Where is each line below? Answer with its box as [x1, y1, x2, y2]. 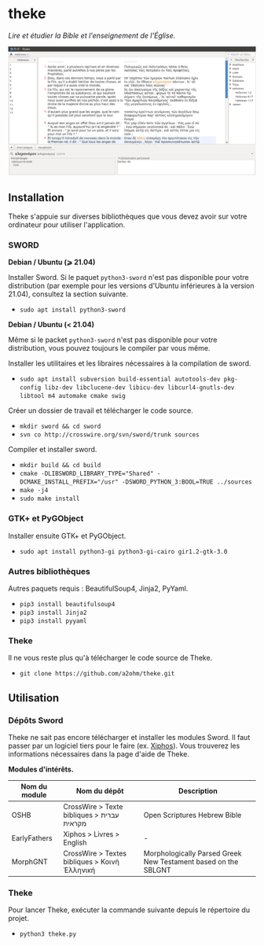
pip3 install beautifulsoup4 [19, 600, 115, 608]
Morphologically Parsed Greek [143, 848, 242, 858]
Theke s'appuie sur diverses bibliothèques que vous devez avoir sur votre [8, 212, 247, 221]
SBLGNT [143, 866, 171, 875]
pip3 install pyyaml [19, 617, 87, 625]
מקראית [63, 819, 87, 828]
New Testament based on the [143, 857, 239, 867]
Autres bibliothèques [8, 565, 90, 576]
